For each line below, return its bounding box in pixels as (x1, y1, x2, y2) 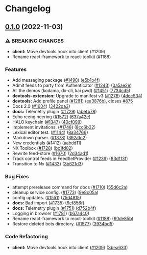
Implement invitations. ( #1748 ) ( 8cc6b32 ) (12, 124, 96, 130)
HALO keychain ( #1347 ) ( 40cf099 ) (12, 119, 82, 125)
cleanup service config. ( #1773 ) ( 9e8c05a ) (12, 190, 99, 195)
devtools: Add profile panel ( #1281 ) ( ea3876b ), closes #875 (12, 98, 133, 104)
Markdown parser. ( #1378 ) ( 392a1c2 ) (12, 135, 87, 141)
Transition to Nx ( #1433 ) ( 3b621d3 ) (12, 161, 83, 167)
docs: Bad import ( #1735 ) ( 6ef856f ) (12, 200, 85, 206)
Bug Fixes (5, 173, 29, 180)
